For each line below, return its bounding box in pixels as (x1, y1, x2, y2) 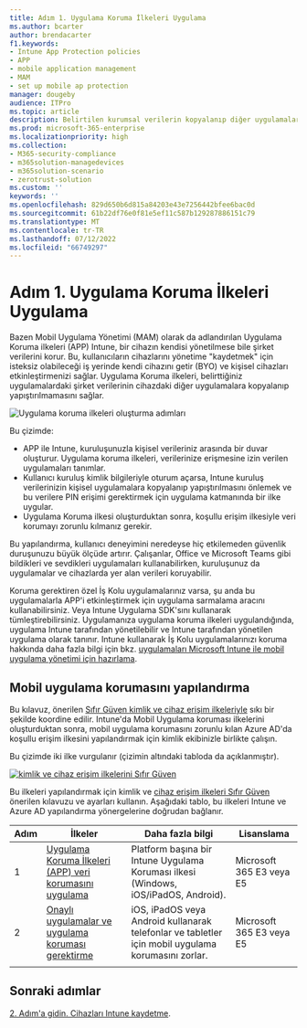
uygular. (22, 502, 54, 513)
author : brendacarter (9, 30, 92, 39)
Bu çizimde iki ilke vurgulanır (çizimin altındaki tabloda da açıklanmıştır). (9, 751, 280, 761)
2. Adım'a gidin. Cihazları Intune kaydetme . (9, 1007, 172, 1019)
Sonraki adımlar (9, 983, 101, 999)
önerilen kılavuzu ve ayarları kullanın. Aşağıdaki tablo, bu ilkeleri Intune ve (9, 796, 287, 807)
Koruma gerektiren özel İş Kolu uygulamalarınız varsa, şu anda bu (9, 586, 256, 597)
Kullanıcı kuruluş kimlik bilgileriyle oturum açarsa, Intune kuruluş (22, 472, 265, 483)
